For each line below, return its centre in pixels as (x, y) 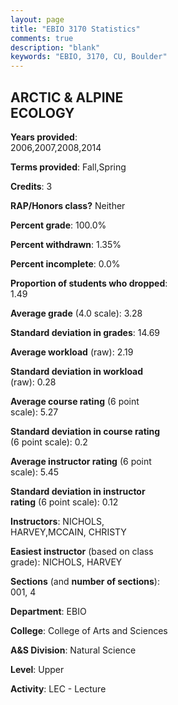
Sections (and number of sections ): (85, 581)
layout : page (37, 19)
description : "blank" (55, 47)
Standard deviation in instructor (78, 491)
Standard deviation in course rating (85, 431)
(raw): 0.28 (33, 382)
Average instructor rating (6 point (81, 461)
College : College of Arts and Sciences (89, 630)
